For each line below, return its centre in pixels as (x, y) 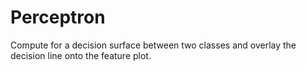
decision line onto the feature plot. (81, 55)
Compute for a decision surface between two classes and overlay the (153, 45)
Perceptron (58, 17)
